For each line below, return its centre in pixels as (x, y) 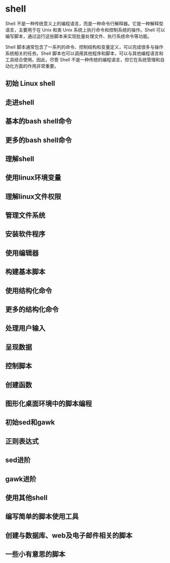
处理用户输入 (25, 328)
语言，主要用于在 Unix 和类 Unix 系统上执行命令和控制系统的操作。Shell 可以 (85, 30)
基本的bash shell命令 (39, 121)
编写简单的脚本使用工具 (42, 517)
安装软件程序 (25, 234)
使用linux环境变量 (33, 178)
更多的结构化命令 (32, 310)
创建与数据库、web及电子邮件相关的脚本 (69, 535)
